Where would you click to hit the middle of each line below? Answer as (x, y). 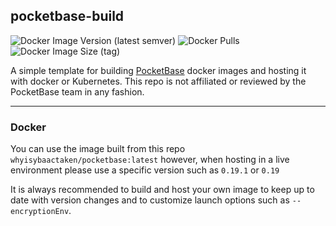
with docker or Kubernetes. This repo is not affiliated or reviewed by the (158, 81)
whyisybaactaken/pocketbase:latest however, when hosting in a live (150, 160)
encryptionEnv (40, 212)
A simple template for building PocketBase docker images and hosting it (158, 70)
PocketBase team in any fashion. (77, 91)
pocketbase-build (67, 16)
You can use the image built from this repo (98, 149)
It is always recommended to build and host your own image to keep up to (162, 190)
